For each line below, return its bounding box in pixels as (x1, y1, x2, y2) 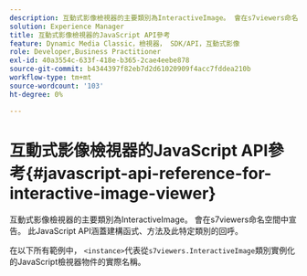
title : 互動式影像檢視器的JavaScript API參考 (9, 30, 171, 39)
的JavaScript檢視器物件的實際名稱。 (9, 257, 146, 268)
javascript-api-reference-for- (43, 163, 272, 184)
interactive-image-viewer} (9, 183, 217, 204)
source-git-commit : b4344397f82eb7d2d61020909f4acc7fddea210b (9, 65, 251, 74)
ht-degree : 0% (9, 90, 64, 99)
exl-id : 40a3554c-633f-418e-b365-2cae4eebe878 (9, 56, 190, 65)
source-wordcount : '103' (9, 81, 104, 90)
